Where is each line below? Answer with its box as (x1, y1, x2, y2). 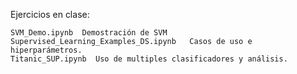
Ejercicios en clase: (10, 9, 90, 20)
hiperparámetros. (10, 45, 83, 55)
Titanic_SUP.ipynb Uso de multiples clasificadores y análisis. (10, 54, 288, 64)
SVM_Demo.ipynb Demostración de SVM (10, 28, 168, 38)
